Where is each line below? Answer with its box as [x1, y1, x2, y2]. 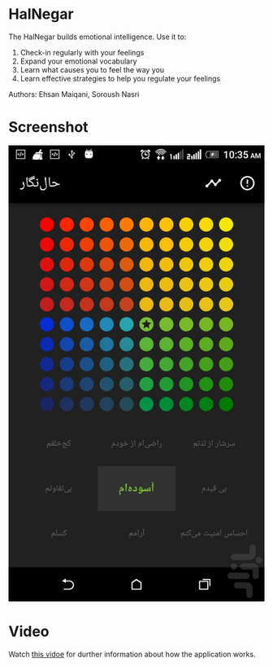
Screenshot [8, 118, 89, 137]
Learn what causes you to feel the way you [19, 64, 165, 74]
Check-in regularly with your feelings [19, 47, 145, 57]
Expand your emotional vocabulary [19, 56, 137, 66]
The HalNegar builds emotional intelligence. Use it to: [8, 32, 187, 42]
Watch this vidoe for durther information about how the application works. [8, 649, 256, 659]
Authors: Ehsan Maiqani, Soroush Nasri [8, 89, 140, 99]
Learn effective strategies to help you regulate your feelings [19, 73, 221, 83]
